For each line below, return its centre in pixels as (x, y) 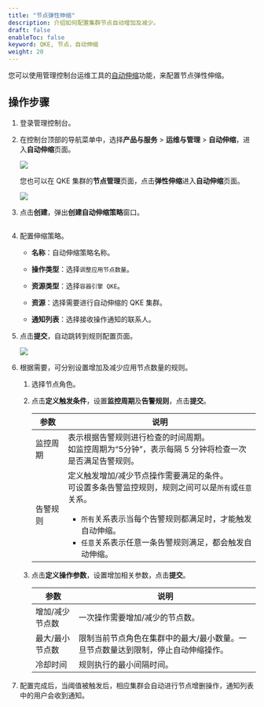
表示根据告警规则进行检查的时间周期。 (139, 437)
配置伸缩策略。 (44, 236)
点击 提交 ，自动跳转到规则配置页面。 (78, 335)
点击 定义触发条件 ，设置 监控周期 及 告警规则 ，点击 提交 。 (121, 401)
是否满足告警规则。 (103, 460)
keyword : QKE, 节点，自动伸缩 (53, 45)
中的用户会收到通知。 (54, 695)
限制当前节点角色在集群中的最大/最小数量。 (159, 638)
